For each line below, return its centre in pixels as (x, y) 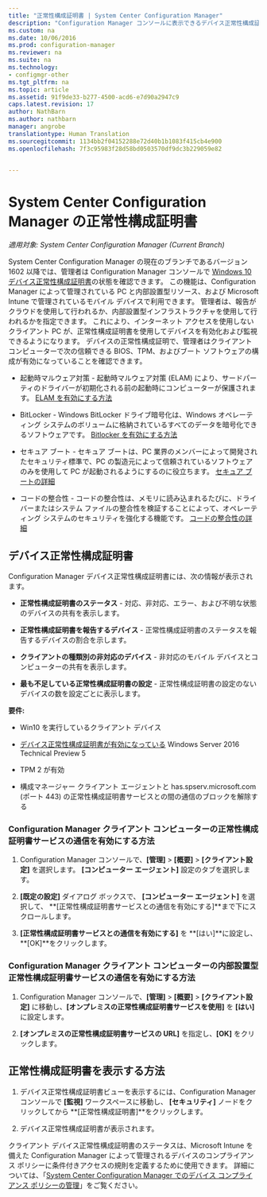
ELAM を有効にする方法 (74, 398)
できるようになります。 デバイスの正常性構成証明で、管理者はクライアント (130, 341)
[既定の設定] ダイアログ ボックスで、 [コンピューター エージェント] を (134, 896)
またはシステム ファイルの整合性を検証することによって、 (128, 508)
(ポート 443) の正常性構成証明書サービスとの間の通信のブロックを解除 (135, 797)
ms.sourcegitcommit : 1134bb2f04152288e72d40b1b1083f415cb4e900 (115, 141)
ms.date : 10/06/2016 (43, 38)
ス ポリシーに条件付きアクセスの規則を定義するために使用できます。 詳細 (128, 1165)
